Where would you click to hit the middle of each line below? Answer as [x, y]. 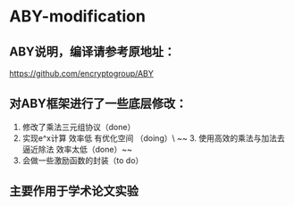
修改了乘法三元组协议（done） [79, 127]
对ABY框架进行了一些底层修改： [98, 104]
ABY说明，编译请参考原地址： [92, 51]
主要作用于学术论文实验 [74, 191]
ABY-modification [77, 16]
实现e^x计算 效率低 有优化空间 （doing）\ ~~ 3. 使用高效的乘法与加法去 [153, 138]
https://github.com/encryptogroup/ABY [82, 74]
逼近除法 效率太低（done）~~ [77, 149]
